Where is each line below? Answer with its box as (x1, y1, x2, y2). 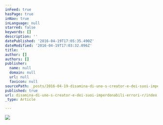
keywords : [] (5, 30, 32, 34)
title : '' (5, 47, 25, 52)
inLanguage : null (5, 20, 40, 26)
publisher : (5, 61, 27, 66)
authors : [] (5, 57, 29, 62)
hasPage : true (5, 12, 34, 16)
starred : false (5, 25, 36, 30)
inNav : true (5, 16, 29, 21)
